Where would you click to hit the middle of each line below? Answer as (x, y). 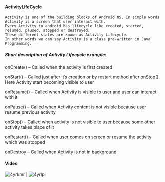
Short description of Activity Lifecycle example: (56, 54)
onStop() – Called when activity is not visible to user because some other (80, 122)
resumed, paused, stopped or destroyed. (48, 31)
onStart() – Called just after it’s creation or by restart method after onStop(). (83, 77)
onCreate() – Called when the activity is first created (59, 67)
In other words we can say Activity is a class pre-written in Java (78, 39)
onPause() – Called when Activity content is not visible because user (76, 107)
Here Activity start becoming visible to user (50, 82)
